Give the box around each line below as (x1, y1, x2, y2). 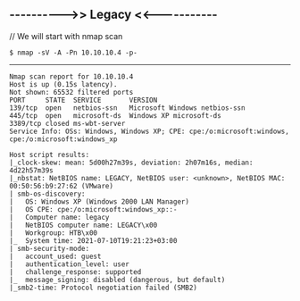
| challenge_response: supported (9, 267, 142, 276)
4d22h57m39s (9, 165, 54, 175)
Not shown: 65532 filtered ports (9, 88, 134, 96)
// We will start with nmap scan (9, 30, 123, 41)
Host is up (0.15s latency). (9, 79, 118, 88)
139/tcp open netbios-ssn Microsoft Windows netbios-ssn (9, 103, 246, 113)
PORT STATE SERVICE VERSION (9, 96, 158, 105)
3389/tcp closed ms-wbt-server (9, 119, 126, 128)
